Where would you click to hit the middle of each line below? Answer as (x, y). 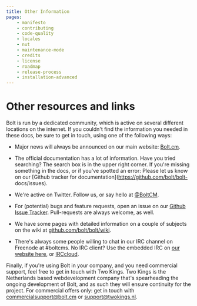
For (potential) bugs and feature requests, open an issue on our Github (100, 206)
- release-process (39, 72)
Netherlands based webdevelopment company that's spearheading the (92, 278)
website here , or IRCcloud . (47, 254)
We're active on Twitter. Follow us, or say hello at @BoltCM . (87, 195)
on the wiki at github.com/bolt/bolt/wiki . (63, 230)
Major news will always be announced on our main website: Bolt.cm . (97, 147)
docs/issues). (31, 183)
